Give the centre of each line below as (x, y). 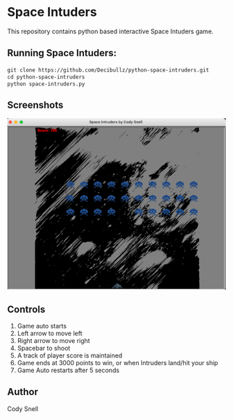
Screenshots (35, 105)
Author (23, 392)
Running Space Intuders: (62, 53)
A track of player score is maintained (70, 355)
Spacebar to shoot (44, 348)
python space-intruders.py (46, 84)
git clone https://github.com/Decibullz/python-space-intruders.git (108, 70)
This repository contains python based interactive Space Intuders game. (110, 31)
